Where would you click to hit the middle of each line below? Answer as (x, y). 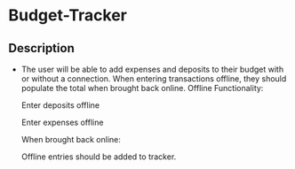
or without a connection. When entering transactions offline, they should (154, 79)
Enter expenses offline (62, 122)
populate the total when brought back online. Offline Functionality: (142, 88)
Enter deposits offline (60, 105)
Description (41, 48)
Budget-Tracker (68, 15)
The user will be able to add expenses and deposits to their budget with (152, 69)
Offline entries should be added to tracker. (99, 157)
